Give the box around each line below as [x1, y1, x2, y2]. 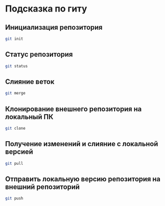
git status [5, 63, 28, 68]
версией [5, 148, 33, 156]
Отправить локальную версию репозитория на [5, 175, 161, 183]
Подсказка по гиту [5, 3, 87, 15]
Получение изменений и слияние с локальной [5, 140, 158, 148]
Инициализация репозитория [5, 23, 102, 32]
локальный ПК [5, 113, 53, 121]
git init [5, 36, 23, 41]
